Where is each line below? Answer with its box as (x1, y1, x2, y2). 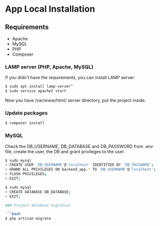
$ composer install (5, 121, 45, 125)
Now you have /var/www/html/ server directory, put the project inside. (5, 98, 146, 103)
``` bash (5, 211, 21, 217)
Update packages (5, 109, 48, 116)
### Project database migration (5, 203, 71, 208)
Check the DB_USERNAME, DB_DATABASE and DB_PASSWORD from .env (5, 143, 154, 149)
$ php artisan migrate (5, 216, 51, 221)
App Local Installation (5, 3, 95, 15)
